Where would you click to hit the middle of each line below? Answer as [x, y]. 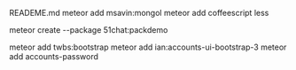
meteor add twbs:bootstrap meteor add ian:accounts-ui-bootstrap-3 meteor [148, 47]
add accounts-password [54, 56]
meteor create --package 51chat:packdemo [89, 30]
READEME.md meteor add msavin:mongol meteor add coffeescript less [139, 13]
